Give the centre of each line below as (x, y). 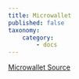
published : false (36, 23)
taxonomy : (24, 30)
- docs (47, 45)
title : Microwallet (40, 15)
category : (38, 38)
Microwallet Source (39, 67)
